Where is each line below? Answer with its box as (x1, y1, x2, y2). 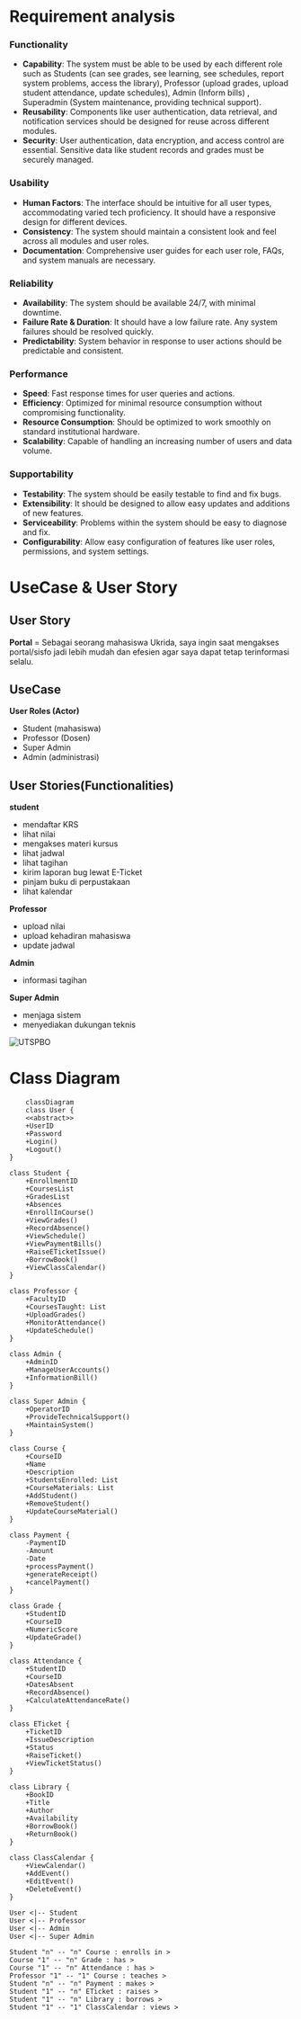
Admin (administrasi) (22, 752, 100, 763)
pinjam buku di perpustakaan (22, 877, 130, 888)
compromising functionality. (22, 407, 126, 418)
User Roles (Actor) (9, 706, 80, 717)
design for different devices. (22, 216, 128, 227)
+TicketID (25, 1728, 63, 1737)
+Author (25, 1806, 54, 1816)
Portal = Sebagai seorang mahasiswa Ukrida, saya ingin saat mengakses (9, 637, 280, 648)
